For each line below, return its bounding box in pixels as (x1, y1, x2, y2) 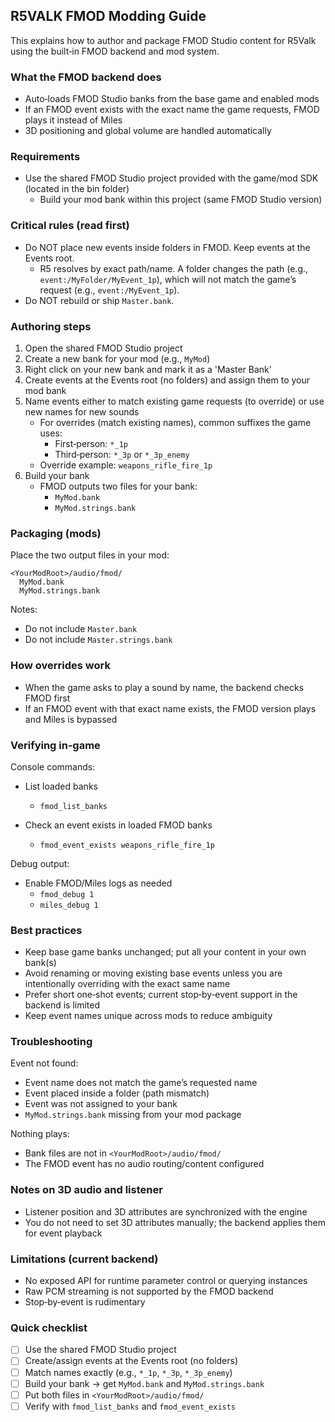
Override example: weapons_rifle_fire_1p (39, 459, 213, 471)
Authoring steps (10, 319, 92, 333)
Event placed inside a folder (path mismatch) (24, 1087, 210, 1099)
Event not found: (10, 1057, 79, 1069)
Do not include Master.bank (24, 623, 138, 635)
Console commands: (10, 760, 96, 773)
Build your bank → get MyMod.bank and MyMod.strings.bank (24, 1377, 265, 1389)
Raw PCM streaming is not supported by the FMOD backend (24, 1285, 274, 1298)
